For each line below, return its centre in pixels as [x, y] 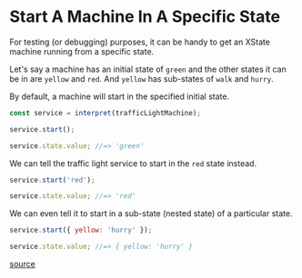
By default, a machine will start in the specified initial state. [120, 96]
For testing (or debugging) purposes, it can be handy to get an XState [140, 42]
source [23, 264]
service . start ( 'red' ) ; [52, 180]
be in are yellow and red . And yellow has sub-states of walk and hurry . [142, 78]
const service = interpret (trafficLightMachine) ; [106, 113]
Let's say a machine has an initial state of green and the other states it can [148, 69]
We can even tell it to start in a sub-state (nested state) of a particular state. [151, 213]
